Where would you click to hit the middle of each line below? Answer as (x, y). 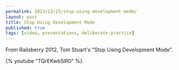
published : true (25, 28)
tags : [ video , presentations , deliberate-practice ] (70, 33)
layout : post (21, 17)
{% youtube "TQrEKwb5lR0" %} (44, 61)
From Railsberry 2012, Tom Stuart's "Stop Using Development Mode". (89, 50)
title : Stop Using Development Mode (50, 22)
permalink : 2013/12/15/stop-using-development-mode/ (71, 11)
